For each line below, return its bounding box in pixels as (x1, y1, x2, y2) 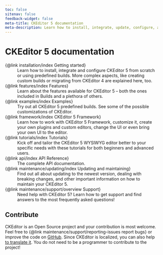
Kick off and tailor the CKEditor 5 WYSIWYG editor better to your (17, 140, 147, 146)
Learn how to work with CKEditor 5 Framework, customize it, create (17, 119, 152, 125)
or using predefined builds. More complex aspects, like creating (17, 73, 145, 78)
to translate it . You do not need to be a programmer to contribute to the (5, 239, 147, 245)
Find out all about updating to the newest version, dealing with (17, 171, 142, 177)
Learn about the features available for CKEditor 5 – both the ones (17, 88, 147, 94)
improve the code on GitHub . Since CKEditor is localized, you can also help (5, 234, 155, 240)
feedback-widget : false (5, 16, 53, 21)
